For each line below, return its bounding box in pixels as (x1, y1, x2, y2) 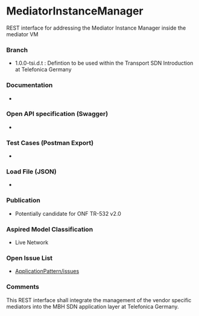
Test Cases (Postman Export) (6, 138, 94, 147)
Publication (6, 196, 40, 205)
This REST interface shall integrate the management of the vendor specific (6, 296, 192, 303)
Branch (6, 45, 28, 54)
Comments (6, 283, 39, 291)
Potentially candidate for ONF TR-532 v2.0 (14, 210, 122, 217)
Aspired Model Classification (6, 225, 93, 233)
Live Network (14, 239, 49, 246)
